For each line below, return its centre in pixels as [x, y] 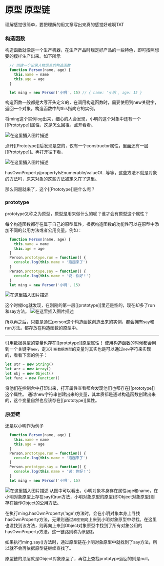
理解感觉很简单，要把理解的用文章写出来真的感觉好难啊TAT [65, 24]
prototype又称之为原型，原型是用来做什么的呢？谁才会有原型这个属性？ [77, 213]
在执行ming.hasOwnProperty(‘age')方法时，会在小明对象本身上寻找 [73, 513]
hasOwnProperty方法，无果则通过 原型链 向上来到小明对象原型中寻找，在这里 [81, 519]
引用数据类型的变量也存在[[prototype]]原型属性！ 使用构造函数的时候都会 [79, 343]
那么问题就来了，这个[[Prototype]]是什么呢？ [50, 189]
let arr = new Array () [28, 369]
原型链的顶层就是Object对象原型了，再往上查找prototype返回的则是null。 [79, 558]
